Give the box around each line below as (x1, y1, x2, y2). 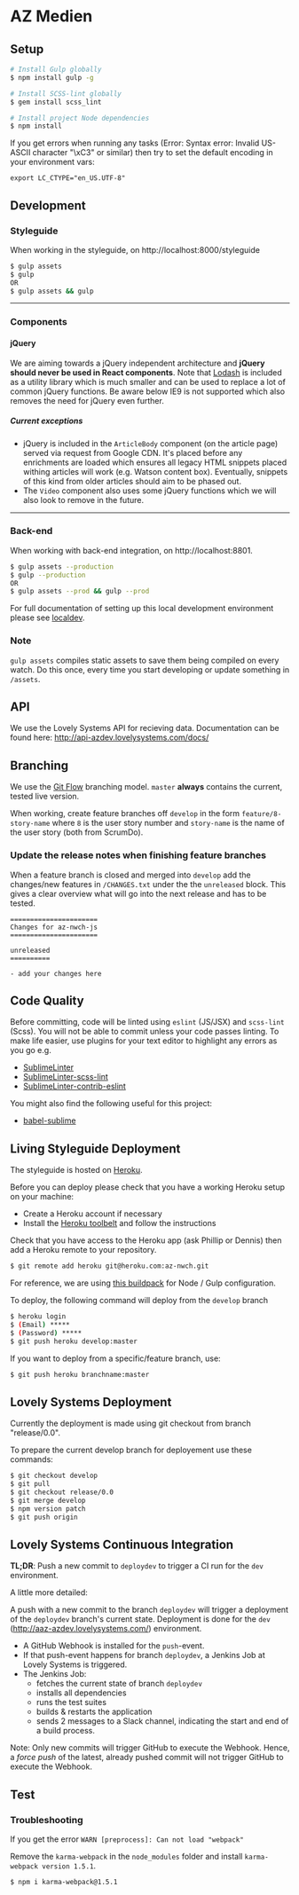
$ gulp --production (10, 570, 87, 579)
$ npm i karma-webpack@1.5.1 (10, 1877, 118, 1886)
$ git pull (10, 1480, 51, 1489)
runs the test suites (35, 1697, 107, 1708)
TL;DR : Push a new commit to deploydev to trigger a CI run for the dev (10, 1561, 264, 1571)
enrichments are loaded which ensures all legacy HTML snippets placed (22, 457, 287, 468)
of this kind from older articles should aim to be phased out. (22, 476, 242, 486)
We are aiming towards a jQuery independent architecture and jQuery (10, 358, 265, 368)
